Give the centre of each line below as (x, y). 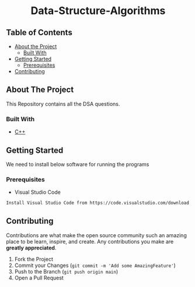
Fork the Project (34, 259)
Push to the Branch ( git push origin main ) (66, 271)
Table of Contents (39, 33)
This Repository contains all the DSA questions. (63, 104)
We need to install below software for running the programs (78, 164)
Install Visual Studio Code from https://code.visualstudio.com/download (98, 203)
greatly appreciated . (31, 248)
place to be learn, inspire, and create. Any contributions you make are (90, 241)
